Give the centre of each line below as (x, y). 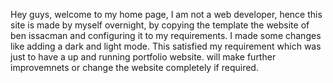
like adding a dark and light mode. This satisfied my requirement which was (166, 46)
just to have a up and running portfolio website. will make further (143, 57)
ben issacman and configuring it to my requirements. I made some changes (166, 35)
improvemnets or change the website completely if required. (134, 67)
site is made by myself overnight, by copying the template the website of (160, 25)
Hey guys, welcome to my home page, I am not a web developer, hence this (166, 14)
